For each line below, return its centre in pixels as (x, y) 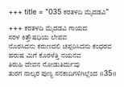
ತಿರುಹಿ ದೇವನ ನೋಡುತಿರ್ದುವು (44, 64)
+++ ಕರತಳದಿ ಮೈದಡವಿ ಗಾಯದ (48, 28)
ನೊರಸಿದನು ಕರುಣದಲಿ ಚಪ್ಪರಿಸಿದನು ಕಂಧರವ (60, 46)
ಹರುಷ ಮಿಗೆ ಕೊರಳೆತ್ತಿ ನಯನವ (45, 55)
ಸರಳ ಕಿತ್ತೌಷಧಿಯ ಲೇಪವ (37, 37)
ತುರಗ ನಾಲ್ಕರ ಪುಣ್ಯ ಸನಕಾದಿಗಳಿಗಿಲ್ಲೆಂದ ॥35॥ (62, 73)
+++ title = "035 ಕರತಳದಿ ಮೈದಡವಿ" (59, 12)
